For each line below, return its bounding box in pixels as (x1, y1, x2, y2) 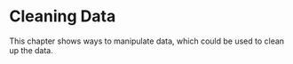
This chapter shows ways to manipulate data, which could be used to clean (9, 36, 285, 46)
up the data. (9, 44, 53, 55)
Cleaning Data (9, 6, 116, 27)
